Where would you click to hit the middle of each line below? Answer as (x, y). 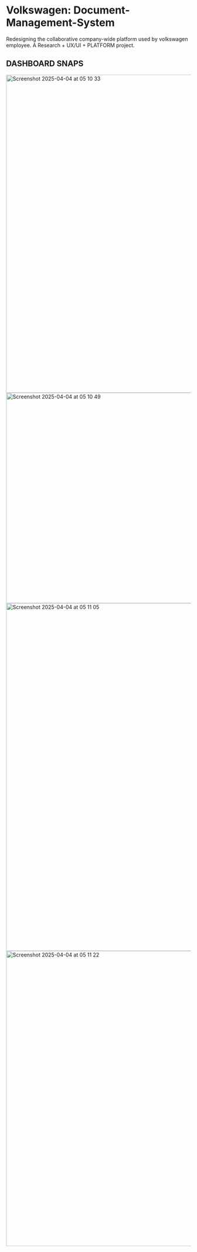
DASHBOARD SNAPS (45, 64)
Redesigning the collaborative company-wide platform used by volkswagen (97, 39)
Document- (101, 10)
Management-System (61, 23)
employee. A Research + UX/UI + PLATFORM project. (70, 45)
